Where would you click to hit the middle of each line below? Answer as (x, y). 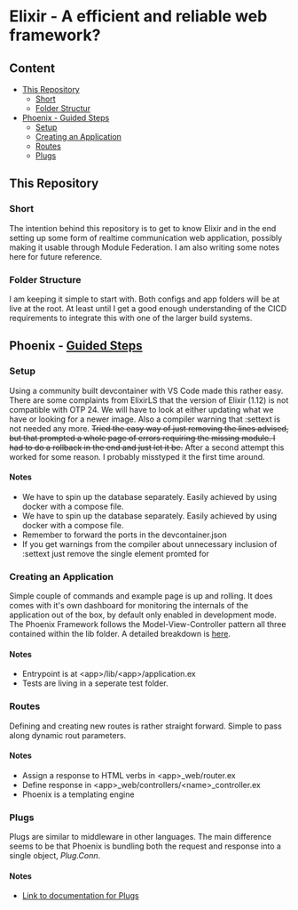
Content (32, 68)
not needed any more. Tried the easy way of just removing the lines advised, (149, 428)
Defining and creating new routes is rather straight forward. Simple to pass (145, 726)
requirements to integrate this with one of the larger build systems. (131, 318)
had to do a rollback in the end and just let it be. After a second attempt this (147, 447)
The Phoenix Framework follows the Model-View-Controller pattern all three (148, 624)
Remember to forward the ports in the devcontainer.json (125, 535)
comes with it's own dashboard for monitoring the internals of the (129, 606)
